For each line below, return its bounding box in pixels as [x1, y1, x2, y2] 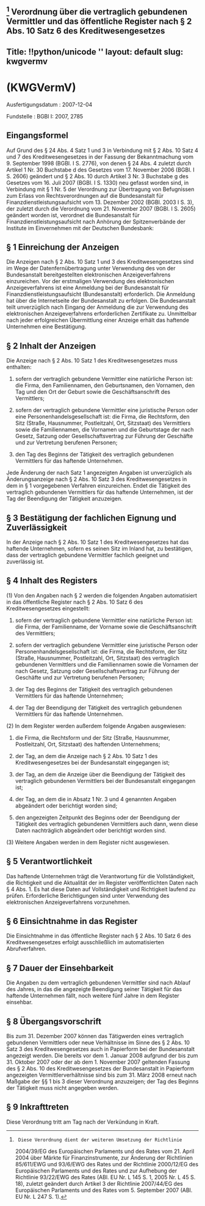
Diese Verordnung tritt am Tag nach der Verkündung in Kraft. [6, 1118, 159, 1125]
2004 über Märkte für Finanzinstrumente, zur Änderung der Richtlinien [15, 1154, 193, 1161]
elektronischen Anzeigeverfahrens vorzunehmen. [6, 898, 131, 906]
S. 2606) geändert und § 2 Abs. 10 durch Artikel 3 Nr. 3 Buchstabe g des [6, 172, 189, 179]
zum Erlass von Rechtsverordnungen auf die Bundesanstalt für [6, 192, 164, 199]
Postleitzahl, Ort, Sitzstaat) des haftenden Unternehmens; [15, 740, 160, 748]
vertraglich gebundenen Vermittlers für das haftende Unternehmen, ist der [6, 488, 193, 496]
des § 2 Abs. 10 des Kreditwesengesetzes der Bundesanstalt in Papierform [6, 1065, 194, 1072]
